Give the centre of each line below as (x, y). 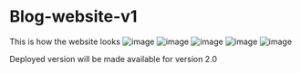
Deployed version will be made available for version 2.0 (113, 59)
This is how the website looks (65, 41)
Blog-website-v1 (73, 17)
